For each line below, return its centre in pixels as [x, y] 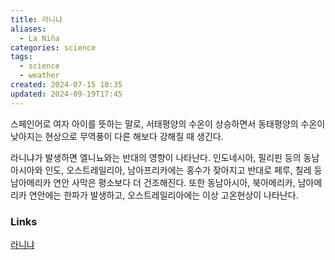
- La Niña [39, 38]
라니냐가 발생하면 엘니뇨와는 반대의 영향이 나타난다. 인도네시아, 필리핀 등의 [156, 157]
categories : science [53, 47]
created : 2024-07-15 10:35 [66, 85]
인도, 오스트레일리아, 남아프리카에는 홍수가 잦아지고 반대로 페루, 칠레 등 [183, 170]
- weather [39, 76]
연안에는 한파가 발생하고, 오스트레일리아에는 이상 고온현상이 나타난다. [163, 195]
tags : [21, 57]
